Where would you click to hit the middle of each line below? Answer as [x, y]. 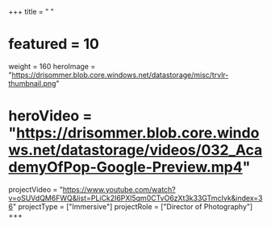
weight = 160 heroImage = [52, 66]
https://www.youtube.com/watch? [119, 189]
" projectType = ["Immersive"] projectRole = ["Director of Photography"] [133, 206]
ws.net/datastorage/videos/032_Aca [135, 150]
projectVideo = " [35, 189]
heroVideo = [50, 116]
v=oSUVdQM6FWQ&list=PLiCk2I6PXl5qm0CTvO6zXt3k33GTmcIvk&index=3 [136, 198]
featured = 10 [54, 44]
